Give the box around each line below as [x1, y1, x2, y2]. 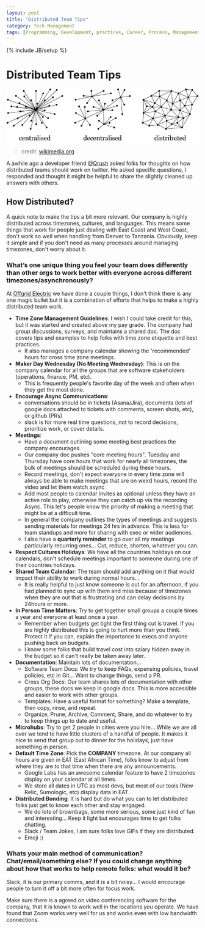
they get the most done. [24, 385, 85, 393]
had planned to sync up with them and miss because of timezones [24, 587, 192, 594]
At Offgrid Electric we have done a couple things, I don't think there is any [6, 290, 192, 297]
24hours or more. [24, 600, 68, 607]
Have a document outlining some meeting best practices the [24, 437, 176, 445]
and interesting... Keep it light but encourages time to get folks [24, 814, 181, 822]
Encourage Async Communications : [15, 392, 109, 400]
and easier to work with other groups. [24, 691, 119, 698]
